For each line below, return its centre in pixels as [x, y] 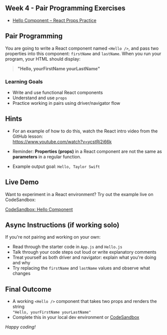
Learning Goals [24, 81]
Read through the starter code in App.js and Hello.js [67, 247]
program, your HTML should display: [43, 59]
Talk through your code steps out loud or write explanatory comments [84, 252]
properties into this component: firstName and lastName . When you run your [83, 53]
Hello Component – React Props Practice [54, 20]
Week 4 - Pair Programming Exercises [65, 8]
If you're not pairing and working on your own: [53, 237]
